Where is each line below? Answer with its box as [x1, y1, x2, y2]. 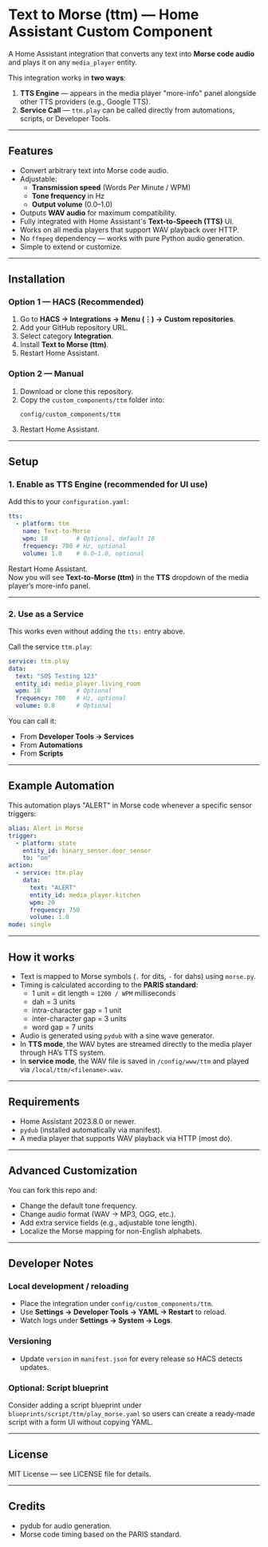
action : [8, 862, 34, 870]
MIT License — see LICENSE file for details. [8, 1469, 152, 1478]
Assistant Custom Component [8, 22, 213, 41]
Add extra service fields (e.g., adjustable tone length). [19, 1217, 197, 1227]
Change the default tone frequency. [19, 1201, 137, 1210]
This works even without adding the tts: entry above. [8, 626, 186, 636]
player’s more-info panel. [8, 581, 91, 590]
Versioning [8, 1336, 52, 1347]
